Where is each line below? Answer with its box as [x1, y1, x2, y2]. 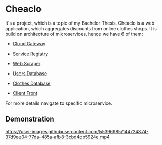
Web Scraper [12, 60, 41, 66]
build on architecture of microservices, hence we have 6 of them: [5, 31, 144, 37]
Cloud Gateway [12, 40, 46, 46]
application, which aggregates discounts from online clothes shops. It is [5, 25, 157, 31]
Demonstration [5, 115, 55, 124]
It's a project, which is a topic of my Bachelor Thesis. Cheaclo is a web [5, 20, 155, 26]
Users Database [12, 70, 47, 77]
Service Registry [12, 51, 48, 57]
